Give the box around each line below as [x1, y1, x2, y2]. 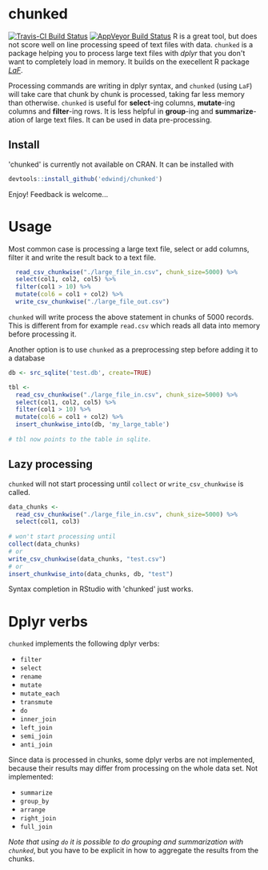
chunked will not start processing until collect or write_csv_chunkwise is [8, 478, 244, 489]
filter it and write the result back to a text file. [8, 252, 156, 262]
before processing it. [8, 329, 78, 339]
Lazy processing [8, 457, 94, 471]
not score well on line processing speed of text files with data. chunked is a [8, 39, 254, 49]
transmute [19, 699, 54, 707]
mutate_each [19, 690, 60, 698]
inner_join [19, 715, 57, 723]
